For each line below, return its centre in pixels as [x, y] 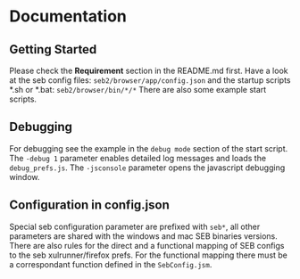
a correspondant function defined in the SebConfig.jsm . [111, 264]
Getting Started [53, 49]
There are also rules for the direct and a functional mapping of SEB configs [147, 245]
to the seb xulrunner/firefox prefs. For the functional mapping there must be [149, 255]
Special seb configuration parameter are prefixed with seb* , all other [135, 226]
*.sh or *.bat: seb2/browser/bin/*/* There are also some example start [138, 90]
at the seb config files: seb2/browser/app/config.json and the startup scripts [150, 80]
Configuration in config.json [89, 205]
